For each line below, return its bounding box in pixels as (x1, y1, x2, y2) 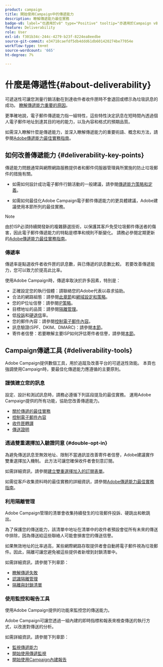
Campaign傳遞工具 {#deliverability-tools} (5, 346, 132, 354)
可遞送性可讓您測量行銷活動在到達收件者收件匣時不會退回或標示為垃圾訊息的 (5, 96, 158, 102)
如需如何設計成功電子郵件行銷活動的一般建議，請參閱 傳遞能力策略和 (12, 181, 148, 187)
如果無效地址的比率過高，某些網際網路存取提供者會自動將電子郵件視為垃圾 (5, 543, 154, 549)
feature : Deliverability (5, 25, 55, 30)
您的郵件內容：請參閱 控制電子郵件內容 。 (12, 318, 93, 324)
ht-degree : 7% (5, 52, 34, 58)
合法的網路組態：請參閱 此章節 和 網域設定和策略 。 (12, 294, 110, 300)
